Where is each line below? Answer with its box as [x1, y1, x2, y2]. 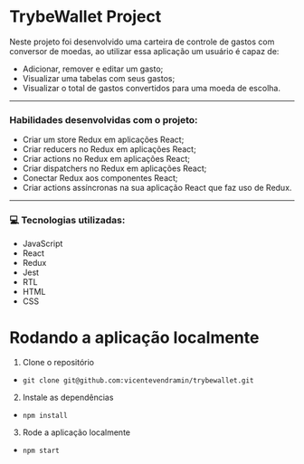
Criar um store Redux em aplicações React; [22, 134, 185, 146]
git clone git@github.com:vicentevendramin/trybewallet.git [22, 376, 254, 385]
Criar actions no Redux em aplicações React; [22, 154, 190, 165]
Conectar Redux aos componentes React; [22, 173, 178, 184]
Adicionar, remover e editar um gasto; [22, 63, 164, 74]
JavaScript [22, 238, 63, 249]
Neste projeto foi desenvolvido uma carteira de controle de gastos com [9, 36, 275, 47]
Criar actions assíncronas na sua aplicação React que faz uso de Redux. [22, 183, 292, 194]
